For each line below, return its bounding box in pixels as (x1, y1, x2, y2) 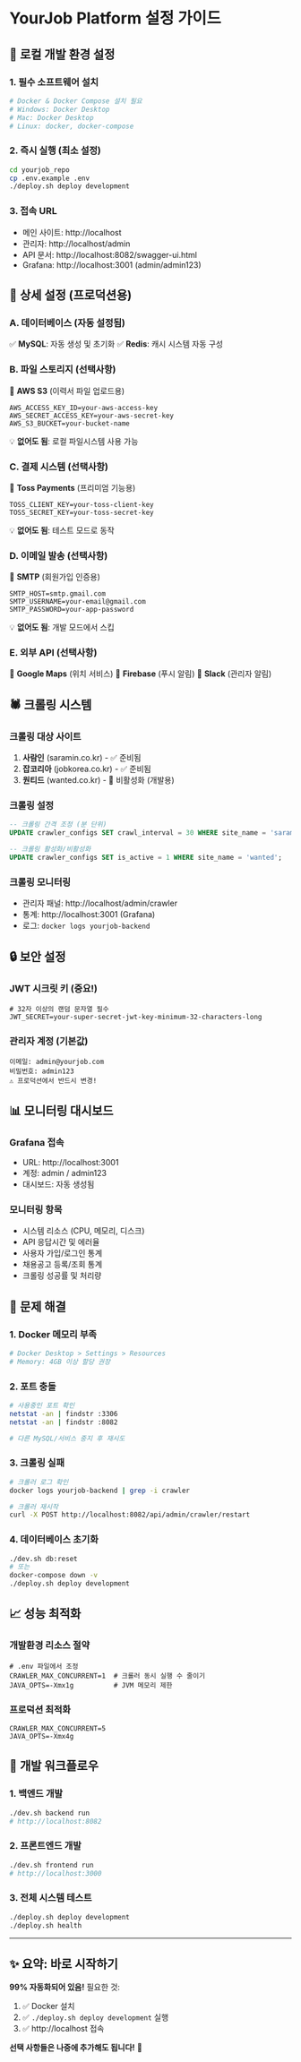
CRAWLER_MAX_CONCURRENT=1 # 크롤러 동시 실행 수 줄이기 (9, 1671, 206, 1680)
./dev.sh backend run (9, 1809, 90, 1817)
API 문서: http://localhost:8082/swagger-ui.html (21, 249, 197, 260)
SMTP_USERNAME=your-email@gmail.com (9, 597, 146, 606)
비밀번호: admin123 (9, 1067, 74, 1076)
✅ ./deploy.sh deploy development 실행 (21, 2012, 169, 2023)
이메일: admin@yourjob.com (9, 1058, 105, 1067)
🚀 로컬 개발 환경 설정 (9, 47, 116, 62)
